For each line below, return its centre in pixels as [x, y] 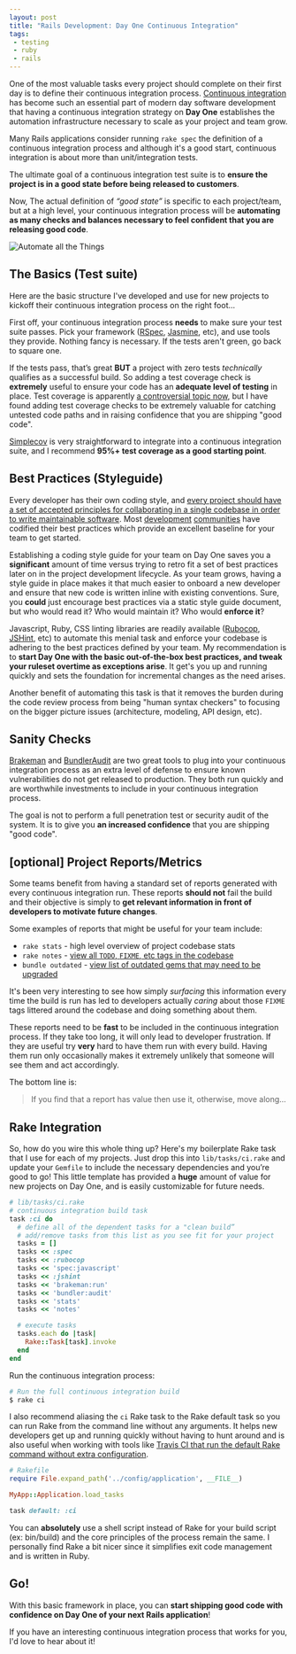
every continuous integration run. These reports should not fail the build [140, 893]
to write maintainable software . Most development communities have [135, 518]
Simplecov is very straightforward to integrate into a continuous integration [145, 441]
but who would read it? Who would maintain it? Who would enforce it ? [137, 611]
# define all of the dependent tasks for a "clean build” [126, 1227]
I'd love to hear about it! [52, 1641]
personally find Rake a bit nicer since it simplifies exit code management [140, 1546]
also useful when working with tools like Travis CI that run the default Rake [145, 1445]
